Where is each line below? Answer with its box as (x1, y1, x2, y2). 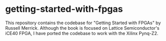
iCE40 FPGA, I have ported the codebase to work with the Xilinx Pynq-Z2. (5, 30, 158, 36)
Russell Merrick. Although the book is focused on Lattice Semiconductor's (5, 25, 160, 31)
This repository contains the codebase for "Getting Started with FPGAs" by (5, 20, 161, 26)
